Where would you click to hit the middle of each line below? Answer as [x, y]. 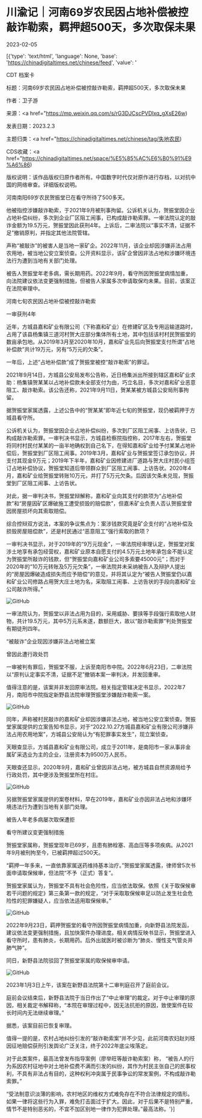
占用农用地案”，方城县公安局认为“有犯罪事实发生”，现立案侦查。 [91, 734]
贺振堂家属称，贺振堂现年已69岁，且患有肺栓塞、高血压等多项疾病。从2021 [100, 845]
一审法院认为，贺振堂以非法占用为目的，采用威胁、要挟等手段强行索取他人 [98, 613]
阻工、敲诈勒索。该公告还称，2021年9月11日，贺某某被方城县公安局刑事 [95, 390]
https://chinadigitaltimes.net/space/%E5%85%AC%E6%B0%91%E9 [107, 158]
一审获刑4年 [21, 314]
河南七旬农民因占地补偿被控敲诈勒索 [51, 301]
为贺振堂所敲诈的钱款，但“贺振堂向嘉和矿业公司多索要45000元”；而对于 [96, 559]
